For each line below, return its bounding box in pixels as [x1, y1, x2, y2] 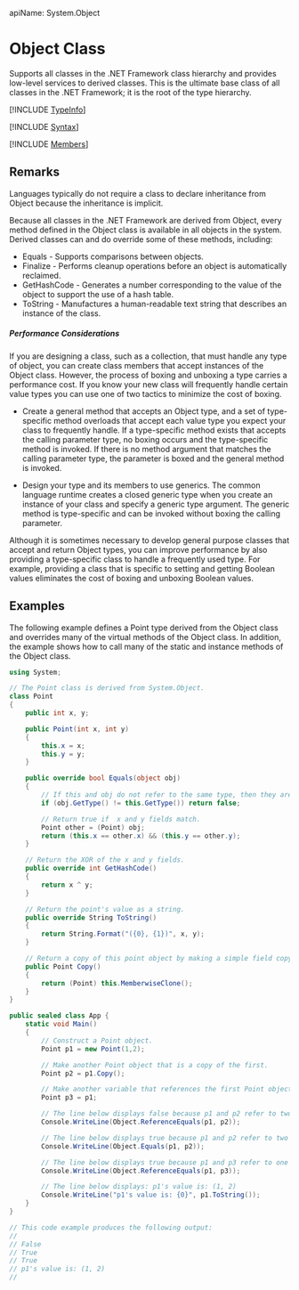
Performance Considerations [9, 329, 120, 339]
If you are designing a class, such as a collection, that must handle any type [9, 351, 287, 361]
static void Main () [25, 1019, 98, 1029]
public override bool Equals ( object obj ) [25, 774, 181, 783]
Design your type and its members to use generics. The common [21, 480, 261, 491]
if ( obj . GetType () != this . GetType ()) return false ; [41, 799, 241, 807]
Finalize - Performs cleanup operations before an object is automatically [21, 260, 287, 271]
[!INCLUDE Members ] [9, 138, 89, 150]
